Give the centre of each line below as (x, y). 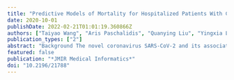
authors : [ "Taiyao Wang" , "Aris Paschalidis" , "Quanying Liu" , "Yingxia (115, 33)
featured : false (31, 53)
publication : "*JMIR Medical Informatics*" (71, 59)
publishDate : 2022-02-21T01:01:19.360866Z (70, 26)
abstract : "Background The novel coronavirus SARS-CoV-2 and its (104, 46)
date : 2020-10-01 (32, 20)
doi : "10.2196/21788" (39, 65)
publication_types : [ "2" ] (45, 40)
